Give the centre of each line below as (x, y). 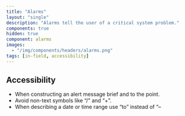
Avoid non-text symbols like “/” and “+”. (63, 101)
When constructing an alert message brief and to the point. (87, 94)
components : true (28, 28)
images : (16, 45)
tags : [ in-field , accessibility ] (48, 56)
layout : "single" (28, 17)
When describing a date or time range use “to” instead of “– (88, 107)
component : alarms (29, 39)
